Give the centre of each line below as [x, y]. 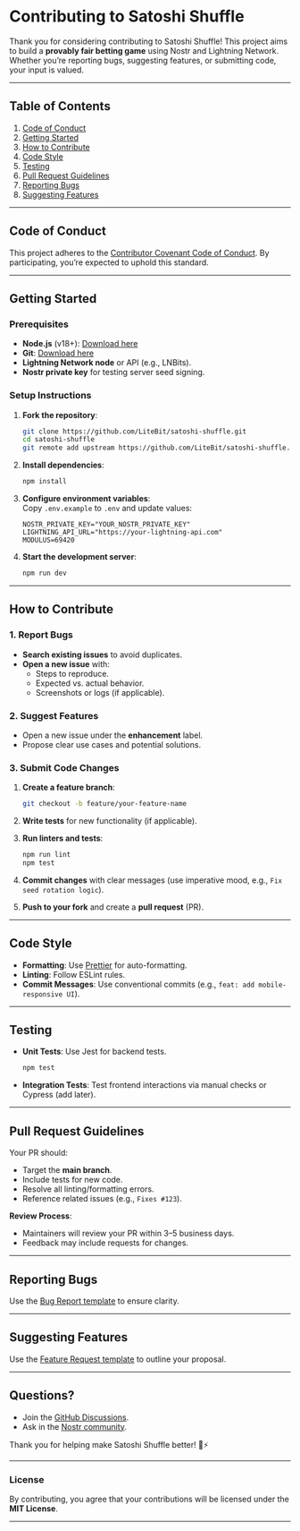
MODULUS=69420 [48, 540]
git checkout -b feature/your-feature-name [104, 804]
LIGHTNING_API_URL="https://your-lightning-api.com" [122, 533]
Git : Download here [58, 353]
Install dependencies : [63, 465]
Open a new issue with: [66, 663]
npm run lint [46, 855]
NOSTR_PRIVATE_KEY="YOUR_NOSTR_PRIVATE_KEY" [106, 525]
